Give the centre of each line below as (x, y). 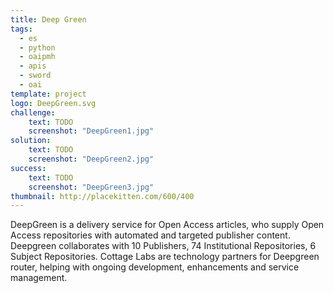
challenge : (33, 112)
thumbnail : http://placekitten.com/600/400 (102, 196)
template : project (48, 94)
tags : (21, 29)
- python (37, 47)
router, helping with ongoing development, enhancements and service (155, 267)
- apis (33, 66)
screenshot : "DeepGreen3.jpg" (91, 187)
